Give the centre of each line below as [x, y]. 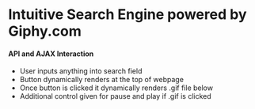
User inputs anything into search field [81, 71]
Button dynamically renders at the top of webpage [102, 80]
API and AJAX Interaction [51, 54]
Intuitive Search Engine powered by [127, 15]
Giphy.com [45, 31]
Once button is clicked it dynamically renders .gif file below [116, 88]
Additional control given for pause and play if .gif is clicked [115, 96]
